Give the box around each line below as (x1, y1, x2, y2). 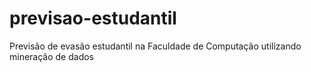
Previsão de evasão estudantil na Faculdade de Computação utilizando (9, 40, 302, 52)
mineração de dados (9, 50, 95, 62)
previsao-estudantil (9, 7, 177, 30)
